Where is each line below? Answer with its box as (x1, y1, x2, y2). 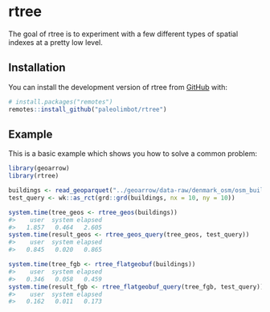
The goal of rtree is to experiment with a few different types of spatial (8, 29, 239, 39)
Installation (8, 61, 66, 75)
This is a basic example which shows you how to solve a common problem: (8, 149, 257, 158)
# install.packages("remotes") (8, 97, 113, 106)
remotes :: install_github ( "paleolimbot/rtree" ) (8, 105, 167, 113)
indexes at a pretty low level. (8, 37, 103, 47)
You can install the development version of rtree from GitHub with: (8, 82, 227, 92)
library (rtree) (8, 172, 59, 180)
